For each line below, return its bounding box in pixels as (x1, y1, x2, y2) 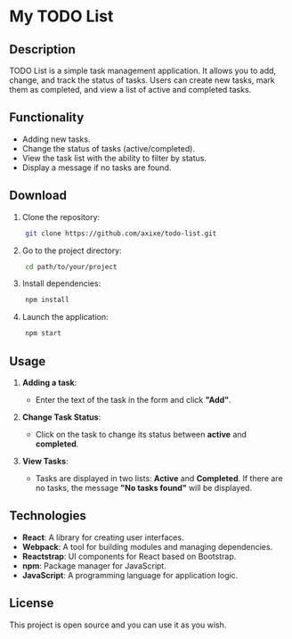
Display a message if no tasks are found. (21, 162, 172, 173)
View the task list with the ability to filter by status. (21, 152, 207, 163)
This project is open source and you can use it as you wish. (9, 619, 227, 630)
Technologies (9, 508, 87, 523)
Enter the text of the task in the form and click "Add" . (35, 394, 231, 405)
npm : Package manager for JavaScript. (21, 560, 166, 571)
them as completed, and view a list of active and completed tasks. (9, 85, 252, 94)
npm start (25, 329, 62, 338)
